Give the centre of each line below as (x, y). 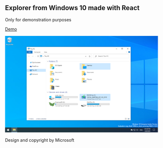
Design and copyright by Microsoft (40, 140)
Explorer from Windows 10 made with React (72, 8)
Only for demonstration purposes (38, 19)
